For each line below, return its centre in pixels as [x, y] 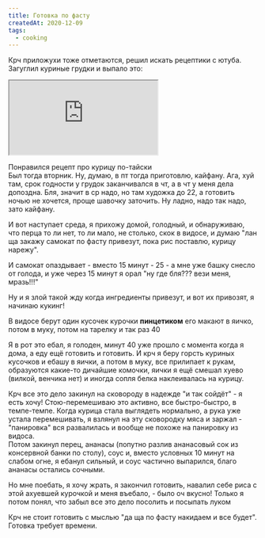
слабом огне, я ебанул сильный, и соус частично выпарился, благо [123, 461]
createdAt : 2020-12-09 [45, 23]
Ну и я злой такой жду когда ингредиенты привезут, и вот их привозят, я [131, 297]
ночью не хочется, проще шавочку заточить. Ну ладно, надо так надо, [127, 201]
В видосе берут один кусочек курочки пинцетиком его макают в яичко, [131, 321]
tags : [17, 30]
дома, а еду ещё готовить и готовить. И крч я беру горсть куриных [121, 353]
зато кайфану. [32, 209]
